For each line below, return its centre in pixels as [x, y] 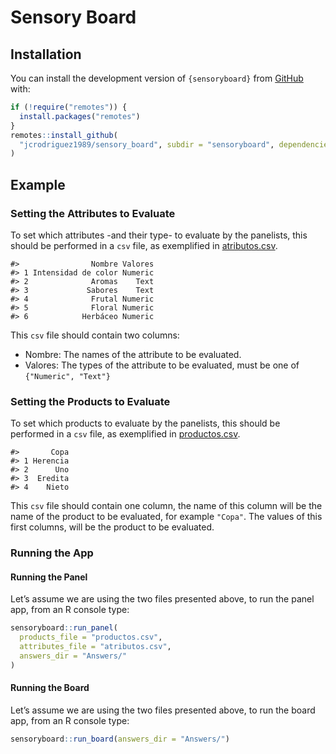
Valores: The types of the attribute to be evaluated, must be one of [162, 365]
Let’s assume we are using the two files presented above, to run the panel [162, 599]
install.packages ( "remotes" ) [80, 116]
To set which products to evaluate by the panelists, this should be [145, 423]
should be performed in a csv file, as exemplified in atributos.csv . [144, 245]
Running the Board [50, 688]
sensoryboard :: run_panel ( [64, 628]
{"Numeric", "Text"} [67, 376]
